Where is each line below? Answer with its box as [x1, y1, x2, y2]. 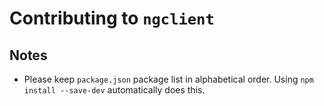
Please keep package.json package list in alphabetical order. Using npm [23, 73, 314, 85]
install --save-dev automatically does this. [23, 84, 206, 96]
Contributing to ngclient [9, 7, 215, 30]
